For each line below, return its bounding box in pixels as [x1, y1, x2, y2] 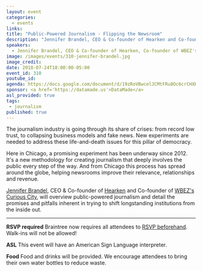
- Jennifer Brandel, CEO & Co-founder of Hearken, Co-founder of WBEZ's [11, 48, 198, 54]
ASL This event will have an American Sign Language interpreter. [6, 241, 167, 249]
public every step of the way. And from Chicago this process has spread [6, 162, 186, 170]
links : [6, 25, 23, 32]
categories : [6, 14, 36, 20]
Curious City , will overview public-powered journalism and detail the [6, 193, 176, 201]
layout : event [6, 8, 42, 15]
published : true [6, 109, 47, 115]
